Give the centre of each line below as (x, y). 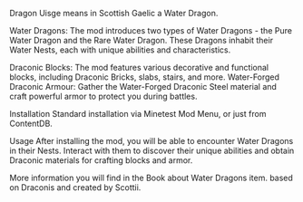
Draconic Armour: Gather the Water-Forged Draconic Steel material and (143, 87)
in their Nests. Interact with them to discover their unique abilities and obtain (152, 150)
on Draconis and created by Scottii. (75, 188)
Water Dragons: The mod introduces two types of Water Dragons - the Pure (151, 30)
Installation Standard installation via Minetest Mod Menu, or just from (138, 114)
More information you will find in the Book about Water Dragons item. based (151, 178)
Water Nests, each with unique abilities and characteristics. (120, 50)
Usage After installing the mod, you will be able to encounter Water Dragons (151, 141)
